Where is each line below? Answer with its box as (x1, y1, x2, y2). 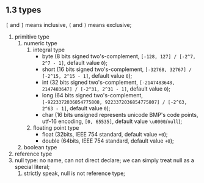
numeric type (23, 39, 57, 47)
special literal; (14, 163, 50, 170)
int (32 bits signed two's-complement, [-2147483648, (42, 78, 175, 86)
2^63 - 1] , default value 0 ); (42, 104, 111, 112)
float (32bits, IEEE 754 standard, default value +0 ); (42, 130, 168, 138)
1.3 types (5, 5, 42, 15)
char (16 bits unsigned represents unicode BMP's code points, (42, 111, 199, 118)
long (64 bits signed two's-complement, (42, 91, 143, 99)
